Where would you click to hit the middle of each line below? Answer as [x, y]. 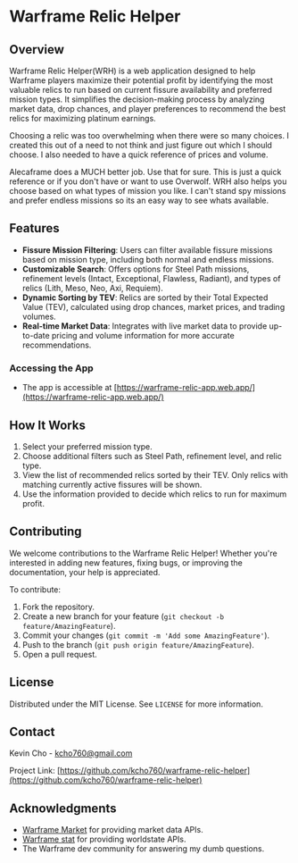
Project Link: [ [35, 771]
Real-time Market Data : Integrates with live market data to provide [145, 326]
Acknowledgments [63, 808]
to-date [36, 335]
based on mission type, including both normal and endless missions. [148, 259]
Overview [37, 50]
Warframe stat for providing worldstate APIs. [104, 839]
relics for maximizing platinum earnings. [83, 118]
